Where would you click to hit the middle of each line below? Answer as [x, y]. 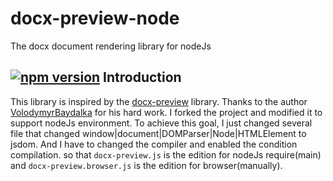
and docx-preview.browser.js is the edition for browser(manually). [146, 165]
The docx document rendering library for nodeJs [111, 46]
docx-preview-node [95, 18]
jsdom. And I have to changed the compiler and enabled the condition [154, 144]
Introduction [142, 77]
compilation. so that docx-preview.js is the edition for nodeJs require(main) [166, 154]
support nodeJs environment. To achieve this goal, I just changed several [161, 123]
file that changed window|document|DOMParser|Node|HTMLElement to [158, 133]
